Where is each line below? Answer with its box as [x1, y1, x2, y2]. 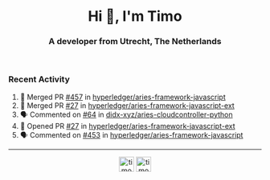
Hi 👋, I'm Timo [88, 7, 182, 26]
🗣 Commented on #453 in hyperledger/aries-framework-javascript [19, 130, 243, 139]
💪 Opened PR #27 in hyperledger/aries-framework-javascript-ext [19, 121, 235, 130]
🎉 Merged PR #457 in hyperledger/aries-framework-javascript [19, 92, 227, 102]
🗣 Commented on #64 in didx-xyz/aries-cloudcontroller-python [19, 110, 233, 119]
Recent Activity [8, 74, 71, 85]
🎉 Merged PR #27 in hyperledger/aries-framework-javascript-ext [19, 100, 235, 110]
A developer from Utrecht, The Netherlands [48, 36, 222, 47]
